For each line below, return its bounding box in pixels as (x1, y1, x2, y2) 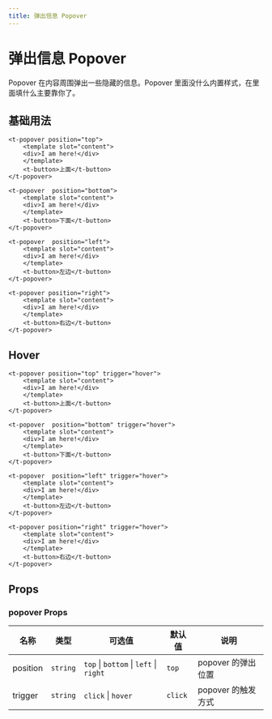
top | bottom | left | (83, 658, 157, 670)
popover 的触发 (198, 684, 257, 695)
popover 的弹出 (198, 657, 257, 668)
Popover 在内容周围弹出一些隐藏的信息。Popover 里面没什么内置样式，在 (8, 78, 253, 88)
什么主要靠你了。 (22, 88, 79, 97)
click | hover (83, 690, 133, 701)
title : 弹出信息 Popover (8, 11, 87, 20)
